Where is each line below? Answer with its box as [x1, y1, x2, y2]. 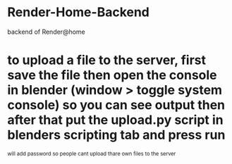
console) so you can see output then [7, 97, 226, 113]
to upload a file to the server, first [7, 52, 207, 68]
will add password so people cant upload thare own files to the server [7, 150, 176, 157]
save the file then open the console [7, 68, 217, 83]
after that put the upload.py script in [7, 112, 224, 128]
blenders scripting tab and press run [7, 127, 226, 143]
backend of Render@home [7, 27, 86, 36]
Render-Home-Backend [7, 4, 150, 20]
